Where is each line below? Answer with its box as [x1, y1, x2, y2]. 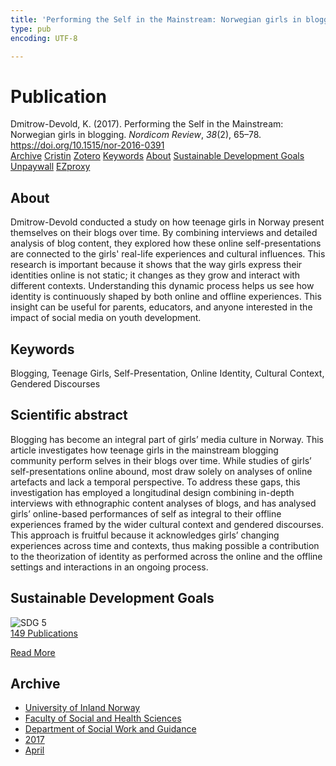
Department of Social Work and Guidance [24, 723, 197, 735]
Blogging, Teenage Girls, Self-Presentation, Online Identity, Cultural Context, [10, 367, 325, 379]
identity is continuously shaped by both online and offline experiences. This [10, 291, 322, 303]
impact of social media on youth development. [10, 312, 202, 324]
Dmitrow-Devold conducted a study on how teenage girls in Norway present [10, 216, 325, 228]
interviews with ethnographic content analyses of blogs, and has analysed [10, 497, 317, 509]
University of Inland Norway [24, 702, 141, 714]
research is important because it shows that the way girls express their [10, 259, 303, 271]
